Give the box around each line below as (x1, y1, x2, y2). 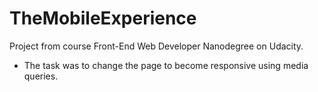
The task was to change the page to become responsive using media (23, 59, 309, 71)
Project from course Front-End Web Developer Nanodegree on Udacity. (9, 40, 304, 52)
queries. (23, 70, 59, 82)
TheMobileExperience (9, 7, 197, 30)
